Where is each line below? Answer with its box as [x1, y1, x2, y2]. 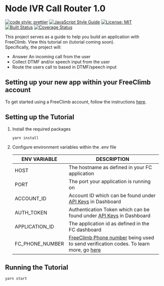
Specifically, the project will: [5, 44, 62, 50]
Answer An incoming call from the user [12, 53, 91, 59]
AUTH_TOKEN [14, 209, 47, 216]
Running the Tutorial [5, 263, 68, 271]
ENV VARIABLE [21, 156, 58, 163]
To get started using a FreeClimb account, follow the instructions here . [5, 99, 147, 105]
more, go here [68, 246, 101, 253]
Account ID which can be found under [68, 192, 156, 199]
